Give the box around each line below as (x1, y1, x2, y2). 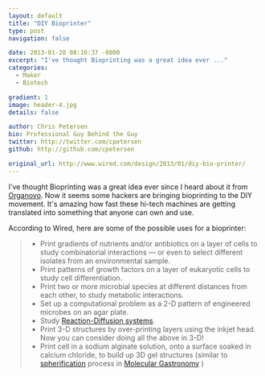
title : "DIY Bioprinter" (8, 19, 92, 27)
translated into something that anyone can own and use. (8, 207, 194, 217)
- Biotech (15, 78, 48, 87)
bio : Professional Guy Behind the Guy (8, 130, 138, 138)
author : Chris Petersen (8, 122, 88, 131)
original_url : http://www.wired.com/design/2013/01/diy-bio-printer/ (8, 159, 247, 167)
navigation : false (8, 34, 70, 43)
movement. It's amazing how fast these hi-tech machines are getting (8, 199, 236, 209)
